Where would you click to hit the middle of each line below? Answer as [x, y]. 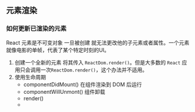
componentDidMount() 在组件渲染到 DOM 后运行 [83, 84]
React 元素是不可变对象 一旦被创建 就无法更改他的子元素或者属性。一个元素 [98, 42]
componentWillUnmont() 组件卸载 [64, 91]
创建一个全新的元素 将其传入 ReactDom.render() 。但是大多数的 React [97, 62]
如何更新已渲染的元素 [36, 29]
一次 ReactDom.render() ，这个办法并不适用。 [94, 70]
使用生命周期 [30, 77]
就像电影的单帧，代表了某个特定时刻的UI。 [58, 50]
